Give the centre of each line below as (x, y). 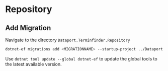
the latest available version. (33, 64)
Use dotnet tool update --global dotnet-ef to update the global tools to (81, 58)
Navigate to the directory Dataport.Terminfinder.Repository (68, 40)
